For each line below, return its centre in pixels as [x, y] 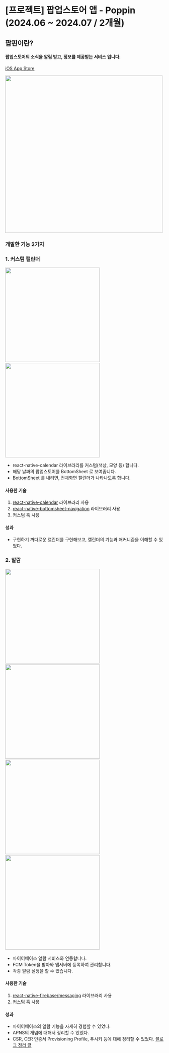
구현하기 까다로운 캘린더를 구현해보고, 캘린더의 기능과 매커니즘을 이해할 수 [85, 540]
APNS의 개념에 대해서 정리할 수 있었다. [51, 1033]
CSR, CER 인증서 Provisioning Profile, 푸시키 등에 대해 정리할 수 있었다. [83, 1039]
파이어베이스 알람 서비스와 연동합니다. [50, 958]
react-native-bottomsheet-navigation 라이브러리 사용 [66, 509]
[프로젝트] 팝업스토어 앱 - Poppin [70, 10]
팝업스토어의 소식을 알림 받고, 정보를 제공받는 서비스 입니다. [63, 57]
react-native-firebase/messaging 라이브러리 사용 [62, 995]
